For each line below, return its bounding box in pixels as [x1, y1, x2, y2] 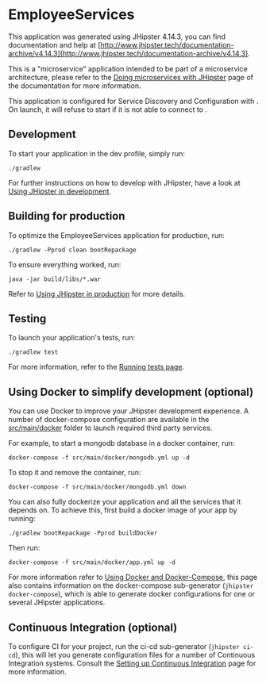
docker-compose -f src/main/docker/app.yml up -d [8, 558, 176, 566]
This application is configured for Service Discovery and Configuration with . [8, 96, 259, 106]
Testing [8, 312, 47, 325]
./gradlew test [8, 348, 59, 356]
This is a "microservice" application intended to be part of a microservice [8, 63, 248, 73]
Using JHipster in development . [8, 186, 112, 196]
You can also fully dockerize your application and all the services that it [8, 497, 241, 507]
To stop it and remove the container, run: [8, 468, 141, 478]
